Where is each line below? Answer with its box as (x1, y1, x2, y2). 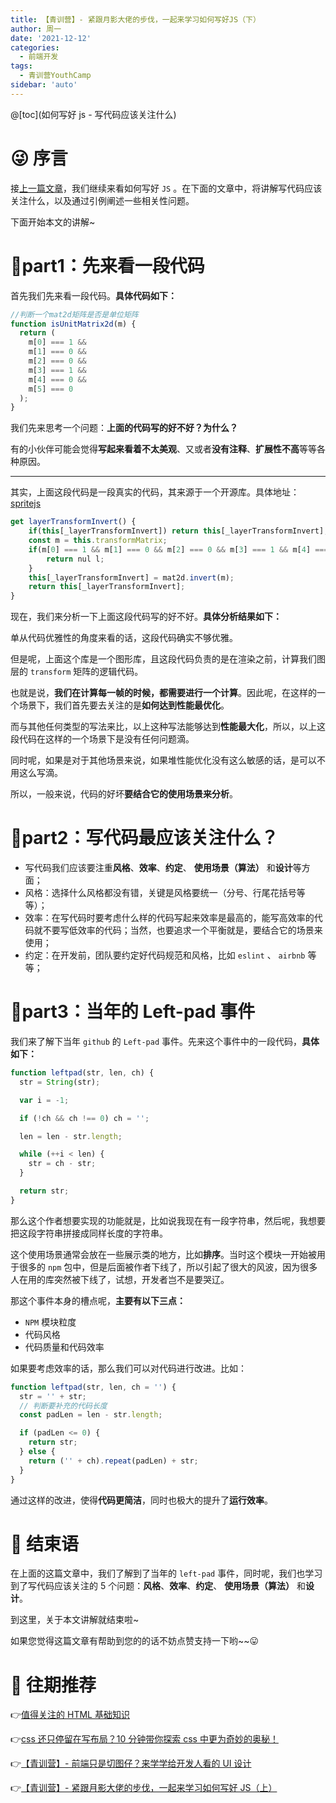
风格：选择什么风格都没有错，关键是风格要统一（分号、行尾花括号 (24, 887, 297, 899)
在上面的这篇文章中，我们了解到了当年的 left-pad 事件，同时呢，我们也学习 (10, 1567, 323, 1580)
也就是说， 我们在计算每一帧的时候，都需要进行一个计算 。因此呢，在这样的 (10, 687, 317, 699)
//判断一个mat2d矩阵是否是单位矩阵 (10, 309, 139, 320)
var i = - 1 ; (19, 1095, 70, 1105)
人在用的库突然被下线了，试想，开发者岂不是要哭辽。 (10, 1273, 230, 1285)
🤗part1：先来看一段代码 (10, 254, 205, 277)
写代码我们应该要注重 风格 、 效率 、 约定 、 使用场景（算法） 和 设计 (24, 862, 293, 874)
